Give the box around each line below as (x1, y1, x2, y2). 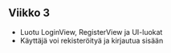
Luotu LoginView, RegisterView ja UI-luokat (19, 27, 163, 36)
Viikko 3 (8, 6, 51, 20)
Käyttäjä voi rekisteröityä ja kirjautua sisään (19, 36, 164, 45)
